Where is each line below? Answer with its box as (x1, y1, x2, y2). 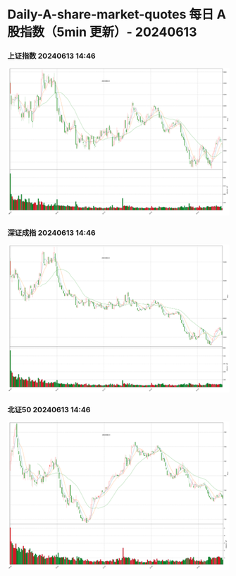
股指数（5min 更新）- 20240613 (7, 24, 197, 40)
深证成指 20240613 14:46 (7, 228, 97, 238)
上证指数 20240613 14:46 (7, 51, 97, 61)
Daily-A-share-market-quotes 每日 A (7, 6, 227, 23)
